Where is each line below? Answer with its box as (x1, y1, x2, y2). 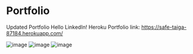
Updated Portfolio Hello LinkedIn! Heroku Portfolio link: (6, 23, 141, 31)
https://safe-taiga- (141, 23, 186, 31)
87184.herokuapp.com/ (6, 29, 64, 36)
